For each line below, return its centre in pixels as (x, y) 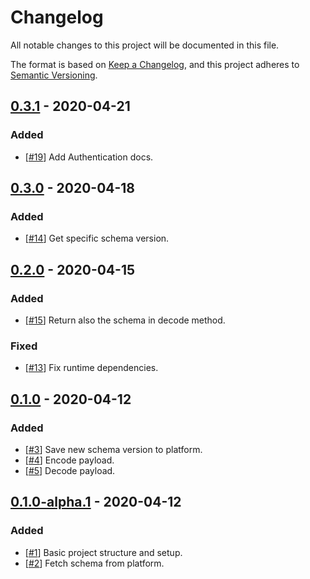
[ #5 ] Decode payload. (70, 470)
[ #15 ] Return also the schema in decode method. (125, 320)
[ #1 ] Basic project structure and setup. (103, 552)
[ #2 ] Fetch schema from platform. (94, 563)
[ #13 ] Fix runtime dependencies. (91, 368)
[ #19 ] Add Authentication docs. (89, 157)
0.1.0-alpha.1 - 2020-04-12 (96, 502)
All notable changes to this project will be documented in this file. (145, 45)
